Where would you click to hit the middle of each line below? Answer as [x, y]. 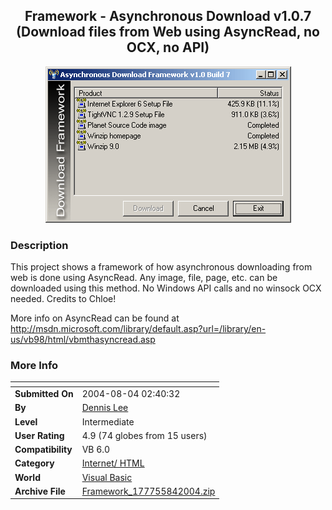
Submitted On [44, 394]
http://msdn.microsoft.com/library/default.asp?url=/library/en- [138, 329]
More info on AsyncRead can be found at [95, 318]
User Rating [39, 435]
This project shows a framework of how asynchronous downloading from [161, 267]
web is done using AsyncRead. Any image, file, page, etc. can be [144, 278]
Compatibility [43, 450]
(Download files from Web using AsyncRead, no [168, 32]
